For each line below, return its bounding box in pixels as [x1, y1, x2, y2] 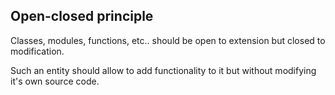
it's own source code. [10, 75, 100, 87]
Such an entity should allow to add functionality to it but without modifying [10, 64, 317, 76]
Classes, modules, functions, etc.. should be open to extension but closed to [10, 34, 326, 46]
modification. [10, 45, 65, 57]
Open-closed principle [10, 8, 154, 25]
